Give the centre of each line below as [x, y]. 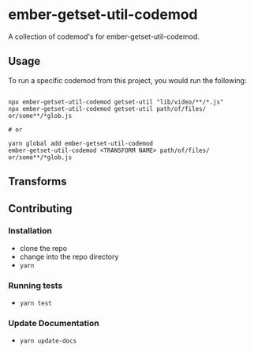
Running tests [35, 285]
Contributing [40, 209]
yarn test [36, 304]
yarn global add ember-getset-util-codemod [81, 143]
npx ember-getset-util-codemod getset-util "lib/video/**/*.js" [116, 102]
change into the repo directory [69, 256]
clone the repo [43, 248]
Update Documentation [54, 324]
